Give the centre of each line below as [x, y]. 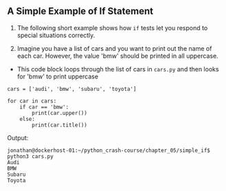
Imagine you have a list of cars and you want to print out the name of [114, 48]
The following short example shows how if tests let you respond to [112, 27]
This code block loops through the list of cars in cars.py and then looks [118, 69]
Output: [18, 137]
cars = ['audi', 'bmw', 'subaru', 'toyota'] [72, 89]
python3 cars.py [30, 156]
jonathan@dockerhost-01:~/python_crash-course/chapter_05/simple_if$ [109, 150]
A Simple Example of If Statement [80, 11]
